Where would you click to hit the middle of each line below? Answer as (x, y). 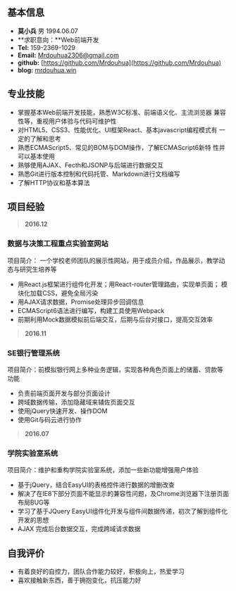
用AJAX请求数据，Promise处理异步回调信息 (81, 302)
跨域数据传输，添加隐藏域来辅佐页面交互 (76, 402)
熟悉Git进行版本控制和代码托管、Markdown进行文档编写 (99, 174)
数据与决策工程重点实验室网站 (58, 243)
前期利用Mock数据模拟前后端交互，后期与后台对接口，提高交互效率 (115, 319)
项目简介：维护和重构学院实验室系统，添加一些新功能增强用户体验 (103, 470)
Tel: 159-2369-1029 (46, 47)
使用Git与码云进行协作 (50, 420)
